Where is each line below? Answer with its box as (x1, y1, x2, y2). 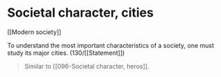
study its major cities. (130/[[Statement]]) (7, 49, 125, 57)
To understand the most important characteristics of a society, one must (7, 41, 214, 49)
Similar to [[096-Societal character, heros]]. (24, 62, 149, 70)
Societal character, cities (7, 5, 154, 21)
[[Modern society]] (7, 28, 61, 36)
